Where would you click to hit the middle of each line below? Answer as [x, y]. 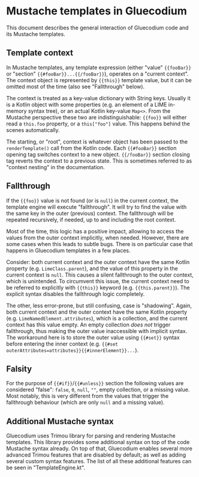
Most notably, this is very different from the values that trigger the [88, 396]
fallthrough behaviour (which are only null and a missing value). [85, 403]
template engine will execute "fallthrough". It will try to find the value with [97, 207]
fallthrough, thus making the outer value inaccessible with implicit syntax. [97, 331]
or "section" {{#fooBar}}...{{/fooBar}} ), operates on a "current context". [97, 74]
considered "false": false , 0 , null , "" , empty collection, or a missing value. [98, 390]
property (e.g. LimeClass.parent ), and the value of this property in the [92, 268]
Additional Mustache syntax [60, 421]
